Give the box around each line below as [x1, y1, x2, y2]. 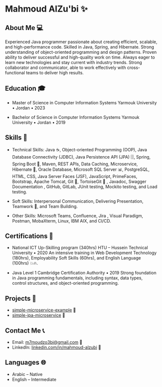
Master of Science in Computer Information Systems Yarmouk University [12, 99, 157, 105]
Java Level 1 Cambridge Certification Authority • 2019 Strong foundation [12, 270, 157, 276]
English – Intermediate [12, 376, 57, 382]
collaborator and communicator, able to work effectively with [5, 64, 126, 70]
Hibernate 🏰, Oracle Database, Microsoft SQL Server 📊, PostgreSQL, [12, 166, 150, 172]
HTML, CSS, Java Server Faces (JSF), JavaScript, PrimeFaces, [12, 173, 138, 179]
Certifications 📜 [5, 232, 54, 241]
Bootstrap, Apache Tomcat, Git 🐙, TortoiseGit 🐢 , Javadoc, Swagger [12, 178, 147, 184]
